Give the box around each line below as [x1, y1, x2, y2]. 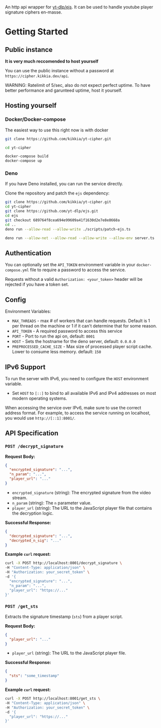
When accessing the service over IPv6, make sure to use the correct [5, 404, 142, 410]
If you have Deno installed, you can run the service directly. [5, 181, 123, 187]
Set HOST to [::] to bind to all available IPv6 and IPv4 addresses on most [12, 390, 156, 396]
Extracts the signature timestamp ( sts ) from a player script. [5, 614, 123, 619]
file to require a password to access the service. [29, 267, 126, 273]
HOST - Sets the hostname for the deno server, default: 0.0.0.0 [12, 339, 136, 344]
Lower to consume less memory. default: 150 [12, 349, 102, 355]
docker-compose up [5, 159, 42, 163]
